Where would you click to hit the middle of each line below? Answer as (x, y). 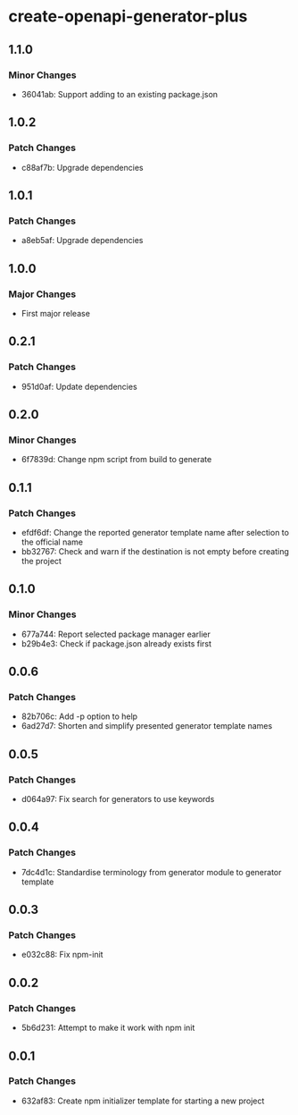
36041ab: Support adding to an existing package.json (120, 94)
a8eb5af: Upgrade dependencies (82, 241)
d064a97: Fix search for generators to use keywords (118, 799)
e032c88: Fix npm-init (62, 955)
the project (41, 561)
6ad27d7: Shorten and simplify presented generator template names (147, 726)
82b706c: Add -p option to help (79, 716)
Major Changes (42, 294)
